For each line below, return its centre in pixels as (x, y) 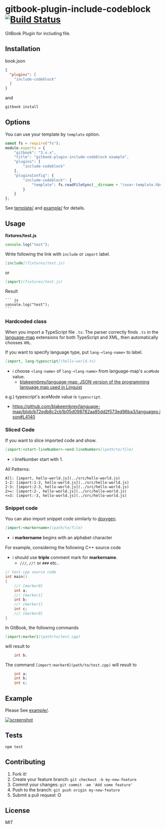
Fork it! (20, 774)
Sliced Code (20, 429)
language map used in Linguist (51, 387)
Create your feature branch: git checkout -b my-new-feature (74, 779)
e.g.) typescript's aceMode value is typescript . (53, 397)
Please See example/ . (27, 710)
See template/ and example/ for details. (45, 208)
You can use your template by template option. (53, 134)
